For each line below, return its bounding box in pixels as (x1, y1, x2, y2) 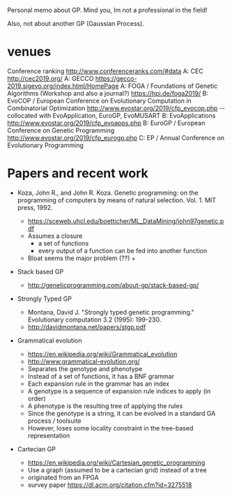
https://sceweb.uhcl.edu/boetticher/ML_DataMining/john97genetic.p (27, 216, 224, 225)
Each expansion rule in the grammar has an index (27, 379, 169, 388)
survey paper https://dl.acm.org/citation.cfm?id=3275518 (27, 481, 192, 489)
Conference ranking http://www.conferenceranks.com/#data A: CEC (7, 66, 203, 75)
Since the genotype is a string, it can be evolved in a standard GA (27, 409, 216, 417)
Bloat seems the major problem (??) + (27, 254, 136, 262)
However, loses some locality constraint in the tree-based (27, 423, 194, 432)
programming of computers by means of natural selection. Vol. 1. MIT (17, 195, 217, 204)
